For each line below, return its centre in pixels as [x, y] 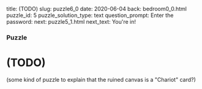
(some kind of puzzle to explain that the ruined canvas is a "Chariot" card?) [101, 79]
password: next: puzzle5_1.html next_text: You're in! [71, 22]
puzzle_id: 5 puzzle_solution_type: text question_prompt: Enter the [90, 15]
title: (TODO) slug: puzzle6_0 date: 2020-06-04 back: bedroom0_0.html [96, 9]
